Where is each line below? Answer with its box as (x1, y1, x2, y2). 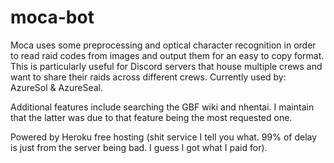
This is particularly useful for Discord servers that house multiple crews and (10, 60, 323, 72)
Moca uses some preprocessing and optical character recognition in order (10, 39, 317, 51)
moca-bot (10, 6, 95, 29)
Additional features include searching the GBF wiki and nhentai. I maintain (10, 101, 315, 113)
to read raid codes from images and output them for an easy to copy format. (10, 49, 325, 61)
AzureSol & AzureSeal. (10, 81, 103, 93)
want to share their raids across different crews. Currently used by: (10, 71, 287, 83)
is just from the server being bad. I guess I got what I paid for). (10, 141, 268, 153)
